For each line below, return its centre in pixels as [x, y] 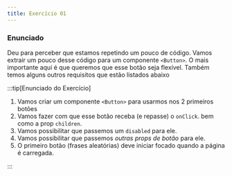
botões [27, 108]
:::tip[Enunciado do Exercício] [49, 88]
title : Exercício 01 [37, 13]
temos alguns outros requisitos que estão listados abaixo [88, 75]
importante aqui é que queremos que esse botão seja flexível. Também [108, 67]
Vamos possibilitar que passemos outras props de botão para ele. [111, 138]
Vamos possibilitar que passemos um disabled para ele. [97, 130]
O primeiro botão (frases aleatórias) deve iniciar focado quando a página [121, 145]
